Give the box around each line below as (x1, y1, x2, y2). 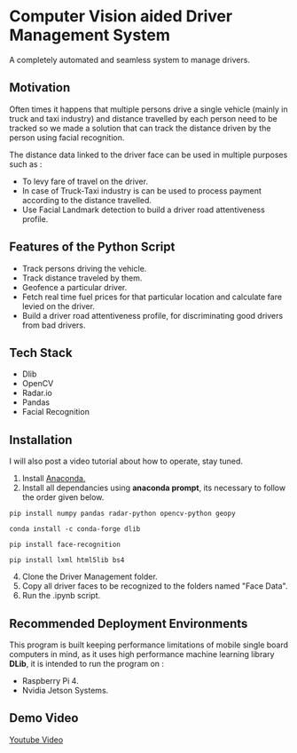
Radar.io (21, 388, 53, 399)
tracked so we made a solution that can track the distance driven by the (9, 123, 271, 133)
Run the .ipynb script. (21, 591, 100, 601)
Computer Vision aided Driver (9, 6, 233, 27)
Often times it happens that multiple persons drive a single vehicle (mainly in (9, 104, 288, 115)
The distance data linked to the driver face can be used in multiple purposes (9, 149, 288, 160)
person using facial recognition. (9, 131, 125, 143)
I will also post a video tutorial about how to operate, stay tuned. (9, 456, 244, 467)
